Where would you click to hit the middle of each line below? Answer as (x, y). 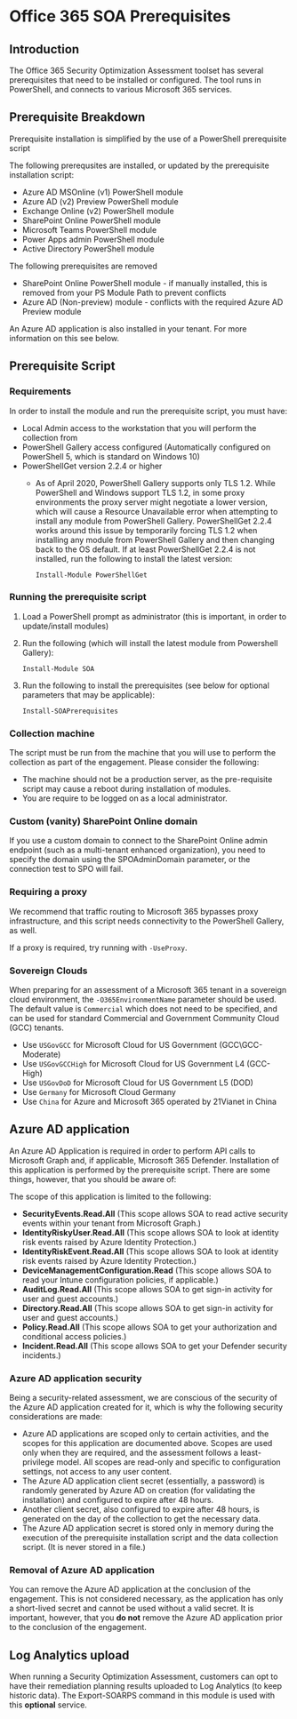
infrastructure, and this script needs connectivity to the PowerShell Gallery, (147, 921)
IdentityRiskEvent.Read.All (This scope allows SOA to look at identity (150, 1251)
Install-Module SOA (58, 668)
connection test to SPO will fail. (66, 869)
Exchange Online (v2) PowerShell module (98, 211)
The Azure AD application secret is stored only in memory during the (148, 1528)
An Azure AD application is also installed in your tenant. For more (128, 328)
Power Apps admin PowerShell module (93, 239)
